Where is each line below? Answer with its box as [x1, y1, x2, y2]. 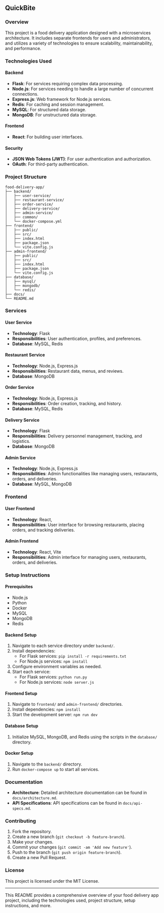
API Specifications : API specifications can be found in [12, 800, 122, 806]
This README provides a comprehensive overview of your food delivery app [5, 892, 159, 898]
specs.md [12, 806, 30, 811]
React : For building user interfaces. [12, 134, 83, 140]
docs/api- [123, 801, 143, 806]
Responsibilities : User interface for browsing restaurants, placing [12, 522, 144, 528]
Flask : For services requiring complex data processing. [12, 80, 123, 86]
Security [5, 145, 23, 151]
